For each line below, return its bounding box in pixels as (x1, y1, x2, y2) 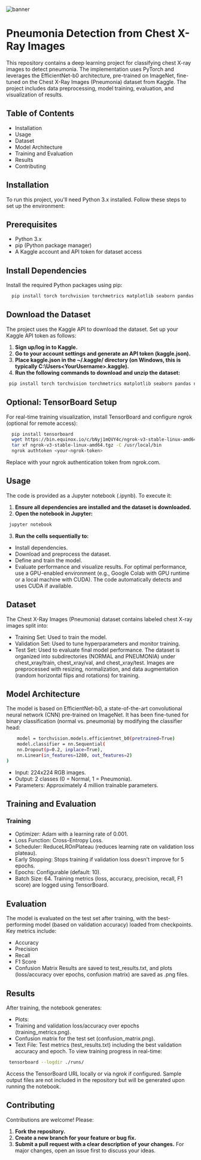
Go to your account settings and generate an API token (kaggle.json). (14, 349, 191, 357)
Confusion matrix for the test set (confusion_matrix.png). (14, 1035, 156, 1043)
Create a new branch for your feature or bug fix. (14, 1134, 136, 1141)
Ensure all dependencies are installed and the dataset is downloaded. (14, 504, 191, 511)
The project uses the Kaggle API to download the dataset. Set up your (6, 326, 178, 333)
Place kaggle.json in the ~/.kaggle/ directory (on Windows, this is (14, 356, 181, 363)
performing (6, 921, 34, 929)
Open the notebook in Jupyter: (14, 510, 93, 517)
